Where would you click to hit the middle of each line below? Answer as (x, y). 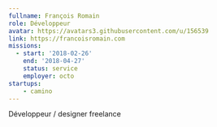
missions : (25, 46)
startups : (25, 83)
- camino (38, 91)
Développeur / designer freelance (65, 114)
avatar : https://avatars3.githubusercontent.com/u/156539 (108, 31)
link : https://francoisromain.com (67, 38)
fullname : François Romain (54, 16)
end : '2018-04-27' (54, 61)
